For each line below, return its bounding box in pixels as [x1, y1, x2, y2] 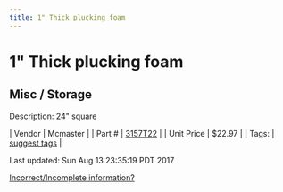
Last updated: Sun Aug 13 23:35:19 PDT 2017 [9, 154, 175, 165]
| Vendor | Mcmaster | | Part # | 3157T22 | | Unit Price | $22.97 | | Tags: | [9, 128, 275, 138]
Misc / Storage [9, 87, 92, 103]
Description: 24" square [9, 111, 97, 121]
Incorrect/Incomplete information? [9, 171, 136, 183]
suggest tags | [9, 138, 62, 148]
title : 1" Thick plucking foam [9, 13, 126, 22]
